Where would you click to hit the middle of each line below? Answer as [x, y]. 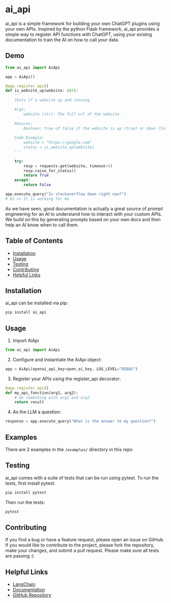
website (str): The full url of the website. [73, 114]
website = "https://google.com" [58, 143]
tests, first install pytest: [30, 483]
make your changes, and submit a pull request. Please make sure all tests [82, 550]
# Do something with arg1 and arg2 [52, 398]
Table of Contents [34, 241]
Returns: [24, 123]
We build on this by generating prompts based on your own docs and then [83, 219]
